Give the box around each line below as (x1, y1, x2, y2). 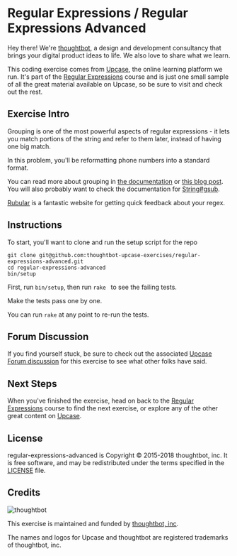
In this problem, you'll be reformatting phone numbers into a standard (7, 156, 210, 164)
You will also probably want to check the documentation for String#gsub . (7, 185, 221, 193)
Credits (7, 486, 41, 498)
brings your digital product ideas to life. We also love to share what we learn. (7, 51, 231, 60)
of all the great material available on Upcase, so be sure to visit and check (7, 80, 223, 88)
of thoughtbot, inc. (7, 540, 62, 549)
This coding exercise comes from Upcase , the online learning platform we (7, 65, 223, 73)
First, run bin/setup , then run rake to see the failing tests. (7, 283, 177, 291)
